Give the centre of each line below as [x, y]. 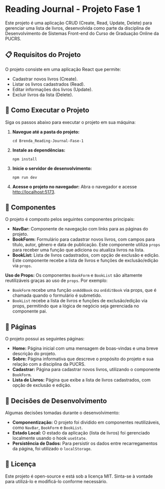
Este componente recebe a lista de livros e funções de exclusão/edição [85, 261]
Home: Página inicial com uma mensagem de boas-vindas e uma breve [85, 348]
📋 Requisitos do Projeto [43, 55]
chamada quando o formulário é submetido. [57, 295]
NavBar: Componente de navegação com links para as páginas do [80, 229]
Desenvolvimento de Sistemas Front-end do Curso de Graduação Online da [82, 33]
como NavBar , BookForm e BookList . [48, 428]
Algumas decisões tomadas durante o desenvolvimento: [62, 413]
